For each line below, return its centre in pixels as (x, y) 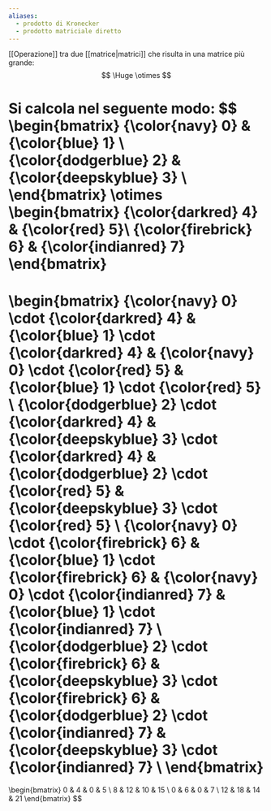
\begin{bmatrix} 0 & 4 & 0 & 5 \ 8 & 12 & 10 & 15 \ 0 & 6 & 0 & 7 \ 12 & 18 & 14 (135, 790)
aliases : (23, 16)
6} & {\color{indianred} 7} (97, 247)
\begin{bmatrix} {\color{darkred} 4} (133, 212)
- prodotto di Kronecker (58, 24)
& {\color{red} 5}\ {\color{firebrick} (131, 229)
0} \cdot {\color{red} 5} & (96, 370)
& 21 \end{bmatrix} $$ (45, 798)
